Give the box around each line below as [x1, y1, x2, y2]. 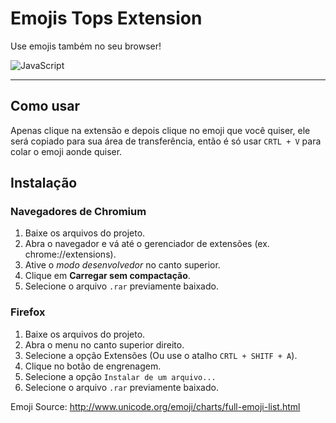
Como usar [10, 98, 81, 115]
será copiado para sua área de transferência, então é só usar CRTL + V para [10, 135, 322, 147]
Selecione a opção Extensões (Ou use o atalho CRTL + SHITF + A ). [24, 349, 298, 361]
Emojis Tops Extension [10, 7, 203, 30]
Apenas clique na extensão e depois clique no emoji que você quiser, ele [10, 124, 311, 136]
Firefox [10, 305, 46, 319]
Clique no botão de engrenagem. [24, 360, 162, 372]
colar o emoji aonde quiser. [10, 145, 123, 157]
